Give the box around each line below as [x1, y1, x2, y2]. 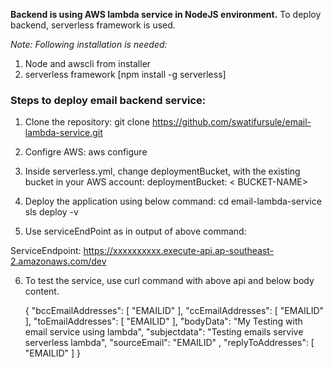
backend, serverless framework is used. [10, 19, 176, 31]
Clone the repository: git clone [24, 116, 150, 128]
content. [24, 285, 60, 298]
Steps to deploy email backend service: [10, 93, 207, 107]
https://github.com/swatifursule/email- [151, 116, 312, 128]
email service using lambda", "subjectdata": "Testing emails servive [24, 326, 304, 338]
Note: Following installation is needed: [10, 39, 168, 50]
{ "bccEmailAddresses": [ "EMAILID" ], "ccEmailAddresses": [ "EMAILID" [24, 305, 325, 317]
